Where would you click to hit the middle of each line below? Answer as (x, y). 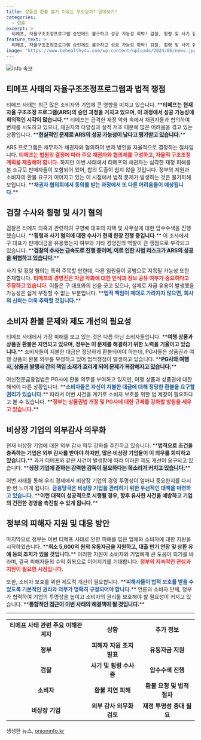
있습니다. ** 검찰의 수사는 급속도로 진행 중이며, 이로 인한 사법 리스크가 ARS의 (95, 250)
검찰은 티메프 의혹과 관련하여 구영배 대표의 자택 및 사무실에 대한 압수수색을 (93, 228)
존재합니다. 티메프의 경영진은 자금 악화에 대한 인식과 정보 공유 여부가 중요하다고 (98, 278)
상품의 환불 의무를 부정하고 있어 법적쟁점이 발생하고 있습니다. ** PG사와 (95, 359)
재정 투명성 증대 (164, 706)
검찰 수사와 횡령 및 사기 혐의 (54, 212)
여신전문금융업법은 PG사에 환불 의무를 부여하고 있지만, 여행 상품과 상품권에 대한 (99, 380)
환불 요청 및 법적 (167, 686)
